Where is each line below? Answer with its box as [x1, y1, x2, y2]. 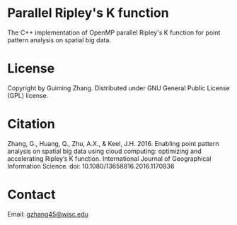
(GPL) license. [7, 91, 49, 99]
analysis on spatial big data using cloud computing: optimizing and [7, 147, 202, 155]
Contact [7, 187, 56, 202]
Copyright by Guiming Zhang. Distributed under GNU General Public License [7, 83, 230, 92]
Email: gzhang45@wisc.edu [7, 209, 88, 218]
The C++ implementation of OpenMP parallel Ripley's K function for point [7, 28, 221, 37]
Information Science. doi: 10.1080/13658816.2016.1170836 [7, 162, 175, 170]
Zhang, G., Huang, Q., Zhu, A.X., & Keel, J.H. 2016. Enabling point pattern [7, 139, 219, 147]
